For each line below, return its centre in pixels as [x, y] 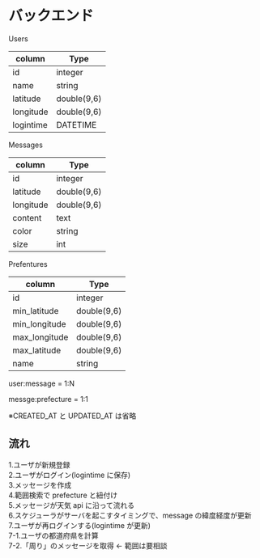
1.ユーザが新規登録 [39, 464]
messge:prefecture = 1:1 [49, 399]
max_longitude [40, 337]
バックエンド [51, 16]
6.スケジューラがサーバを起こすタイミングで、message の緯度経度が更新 [130, 515]
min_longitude [39, 323]
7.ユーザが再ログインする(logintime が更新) [80, 525]
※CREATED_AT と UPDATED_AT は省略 [72, 416]
